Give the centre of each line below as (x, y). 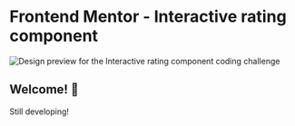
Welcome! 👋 (44, 89)
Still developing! (39, 111)
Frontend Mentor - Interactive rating (148, 17)
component (54, 36)
